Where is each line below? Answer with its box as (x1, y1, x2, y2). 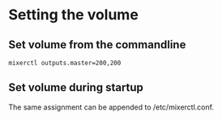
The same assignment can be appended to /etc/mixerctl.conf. (8, 102, 215, 112)
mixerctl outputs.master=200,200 (8, 59, 122, 67)
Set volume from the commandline (8, 38, 186, 52)
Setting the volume (8, 6, 139, 24)
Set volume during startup (8, 81, 144, 94)
